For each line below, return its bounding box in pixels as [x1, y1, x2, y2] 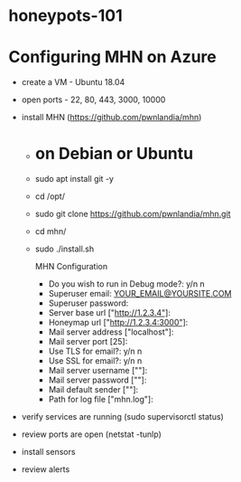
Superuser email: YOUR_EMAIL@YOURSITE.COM [48, 288, 232, 299]
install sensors [21, 447, 76, 458]
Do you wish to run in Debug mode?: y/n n [48, 279, 205, 289]
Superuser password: [48, 298, 129, 308]
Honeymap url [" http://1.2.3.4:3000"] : [48, 317, 189, 328]
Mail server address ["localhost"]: [48, 326, 174, 337]
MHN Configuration [34, 261, 108, 272]
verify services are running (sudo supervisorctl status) [21, 411, 225, 422]
